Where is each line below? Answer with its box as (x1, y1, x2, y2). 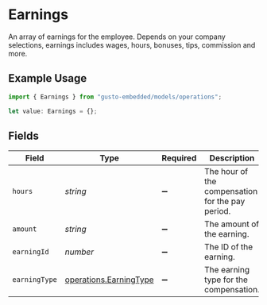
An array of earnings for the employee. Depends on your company (8, 32, 226, 41)
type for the (203, 274, 249, 285)
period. (203, 206, 231, 217)
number (64, 246, 95, 257)
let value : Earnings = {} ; (8, 107, 98, 115)
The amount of (203, 218, 260, 230)
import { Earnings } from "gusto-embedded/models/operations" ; (8, 93, 222, 101)
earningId (12, 248, 49, 257)
